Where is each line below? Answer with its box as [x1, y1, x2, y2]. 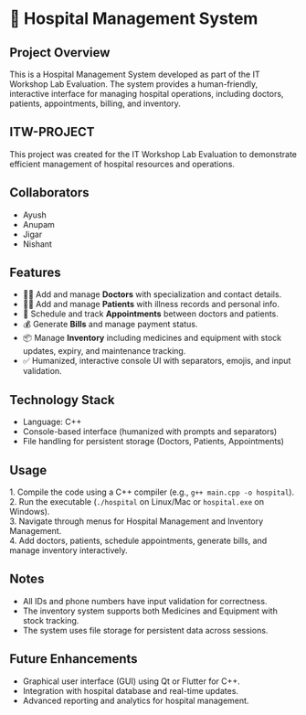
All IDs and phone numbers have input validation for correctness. [22, 595, 268, 606]
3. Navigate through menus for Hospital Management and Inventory [9, 516, 264, 527]
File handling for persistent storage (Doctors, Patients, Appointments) [22, 436, 285, 447]
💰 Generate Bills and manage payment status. [22, 319, 198, 330]
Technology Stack [9, 392, 115, 408]
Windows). [9, 507, 50, 518]
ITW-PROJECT [9, 124, 95, 140]
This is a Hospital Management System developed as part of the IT [9, 69, 260, 80]
